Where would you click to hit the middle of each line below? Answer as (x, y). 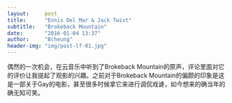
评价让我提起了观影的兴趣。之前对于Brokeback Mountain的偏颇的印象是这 (119, 75)
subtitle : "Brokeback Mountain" (57, 26)
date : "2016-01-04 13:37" (54, 33)
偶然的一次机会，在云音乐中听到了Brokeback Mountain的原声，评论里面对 (113, 66)
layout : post (32, 14)
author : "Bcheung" (40, 40)
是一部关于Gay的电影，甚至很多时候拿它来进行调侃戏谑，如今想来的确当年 (113, 84)
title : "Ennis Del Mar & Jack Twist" (69, 20)
